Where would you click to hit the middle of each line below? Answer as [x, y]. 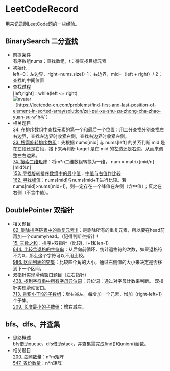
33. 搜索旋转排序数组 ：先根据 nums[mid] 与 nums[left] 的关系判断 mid [86, 142]
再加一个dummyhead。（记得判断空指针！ [56, 236]
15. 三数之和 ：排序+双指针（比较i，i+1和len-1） [62, 243]
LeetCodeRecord [42, 9]
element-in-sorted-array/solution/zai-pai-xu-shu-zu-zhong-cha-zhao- [87, 111]
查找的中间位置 [28, 80]
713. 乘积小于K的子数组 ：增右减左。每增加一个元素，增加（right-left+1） [89, 294]
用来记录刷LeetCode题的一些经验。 [43, 24]
